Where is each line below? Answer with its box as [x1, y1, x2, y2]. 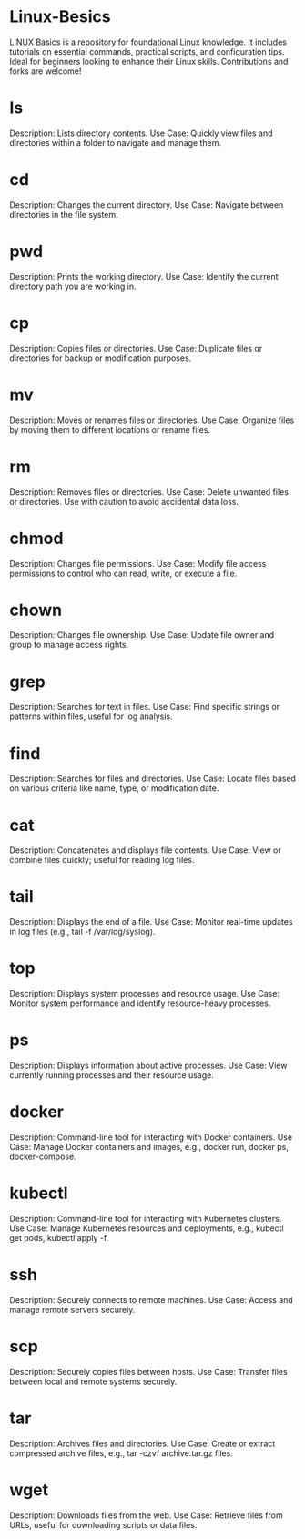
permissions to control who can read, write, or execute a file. [9, 568, 238, 579]
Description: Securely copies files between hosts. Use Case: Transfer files [9, 1366, 289, 1377]
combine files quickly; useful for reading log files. [9, 855, 195, 866]
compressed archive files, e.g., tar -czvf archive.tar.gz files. [9, 1447, 234, 1459]
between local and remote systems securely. [9, 1376, 178, 1387]
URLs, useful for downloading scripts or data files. [9, 1519, 198, 1530]
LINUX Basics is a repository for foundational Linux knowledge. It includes [9, 36, 287, 47]
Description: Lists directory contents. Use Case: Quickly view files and [9, 128, 273, 139]
